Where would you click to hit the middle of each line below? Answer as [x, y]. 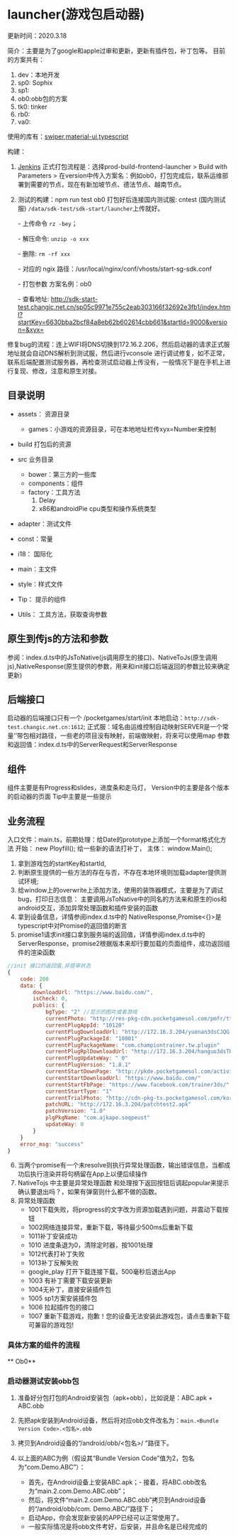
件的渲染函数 [36, 952]
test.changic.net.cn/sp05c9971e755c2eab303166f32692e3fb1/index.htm [124, 307]
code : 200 [35, 979]
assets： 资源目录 [44, 414]
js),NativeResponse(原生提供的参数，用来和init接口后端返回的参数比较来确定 [119, 666]
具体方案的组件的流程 [44, 1345]
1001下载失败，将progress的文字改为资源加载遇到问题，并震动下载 [125, 1209]
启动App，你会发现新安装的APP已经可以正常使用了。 [105, 1517]
